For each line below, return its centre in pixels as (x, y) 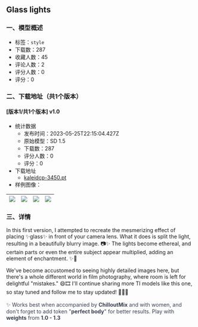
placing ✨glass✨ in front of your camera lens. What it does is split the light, (98, 237)
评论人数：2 (30, 64)
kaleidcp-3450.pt (45, 177)
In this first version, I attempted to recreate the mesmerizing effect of (91, 230)
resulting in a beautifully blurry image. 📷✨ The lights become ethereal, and (99, 243)
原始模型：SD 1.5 (44, 141)
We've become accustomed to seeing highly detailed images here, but (93, 270)
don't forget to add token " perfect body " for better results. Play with (90, 311)
